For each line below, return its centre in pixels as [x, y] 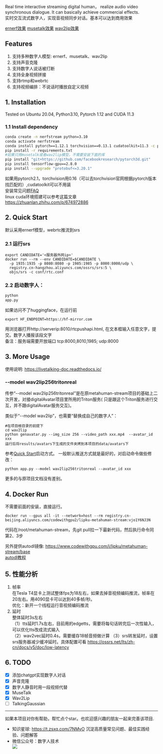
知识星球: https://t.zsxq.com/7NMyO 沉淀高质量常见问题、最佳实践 [79, 729]
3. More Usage [27, 357]
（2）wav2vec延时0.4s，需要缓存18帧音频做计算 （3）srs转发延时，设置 [85, 636]
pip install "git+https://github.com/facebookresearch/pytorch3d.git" [78, 159]
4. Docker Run [27, 494]
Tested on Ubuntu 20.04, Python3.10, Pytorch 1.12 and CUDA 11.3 [70, 114]
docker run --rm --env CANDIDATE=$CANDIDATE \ [53, 259]
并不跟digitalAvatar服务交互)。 [44, 406]
